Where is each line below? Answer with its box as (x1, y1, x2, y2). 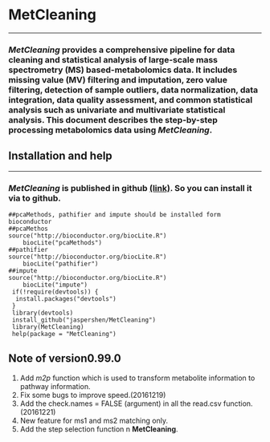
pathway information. (19, 381, 91, 391)
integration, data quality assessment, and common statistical (8, 94, 253, 105)
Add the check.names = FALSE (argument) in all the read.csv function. (19, 399, 253, 408)
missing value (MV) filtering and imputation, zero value (8, 74, 227, 85)
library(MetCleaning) (11, 322, 84, 330)
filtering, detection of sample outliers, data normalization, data (8, 84, 259, 95)
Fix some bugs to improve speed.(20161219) (19, 390, 166, 399)
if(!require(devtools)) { (11, 287, 99, 296)
